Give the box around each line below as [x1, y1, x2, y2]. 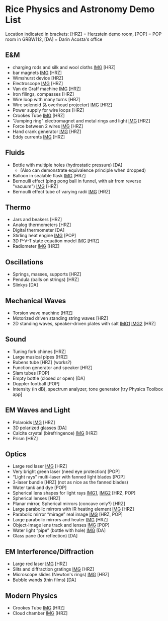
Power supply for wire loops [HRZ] [12, 107, 85, 113]
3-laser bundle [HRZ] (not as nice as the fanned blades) [12, 479, 128, 486]
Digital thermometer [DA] [12, 227, 65, 233]
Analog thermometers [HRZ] [12, 222, 71, 228]
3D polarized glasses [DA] [12, 425, 67, 431]
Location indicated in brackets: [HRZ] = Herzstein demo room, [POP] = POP [5, 31, 162, 37]
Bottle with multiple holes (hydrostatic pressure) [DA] [12, 162, 123, 168]
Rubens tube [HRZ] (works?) [12, 359, 72, 365]
